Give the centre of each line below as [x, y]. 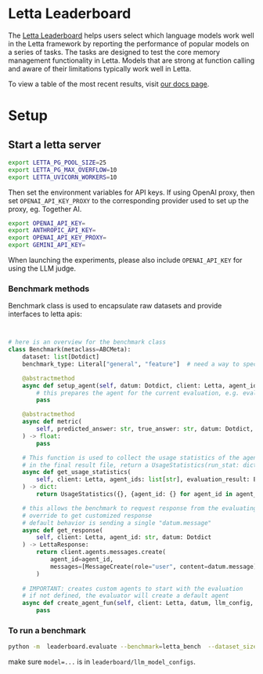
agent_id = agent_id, [81, 559]
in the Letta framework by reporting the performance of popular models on [129, 43]
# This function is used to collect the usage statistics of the [131, 457]
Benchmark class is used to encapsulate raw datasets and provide [115, 306]
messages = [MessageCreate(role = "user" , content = [129, 567]
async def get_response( [63, 530]
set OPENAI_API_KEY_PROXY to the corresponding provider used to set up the [128, 200]
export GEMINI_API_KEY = [47, 245]
